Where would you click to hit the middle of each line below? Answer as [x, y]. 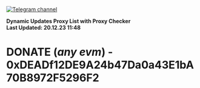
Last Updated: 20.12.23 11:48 [43, 28]
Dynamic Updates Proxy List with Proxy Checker [68, 21]
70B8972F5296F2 [53, 78]
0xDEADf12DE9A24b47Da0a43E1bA [100, 65]
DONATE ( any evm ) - [60, 52]
